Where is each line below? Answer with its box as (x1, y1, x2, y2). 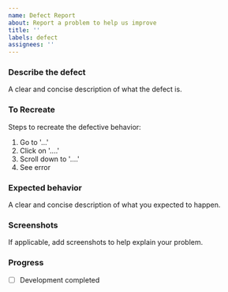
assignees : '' (8, 41, 55, 49)
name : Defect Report (8, 11, 77, 20)
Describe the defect (8, 67, 86, 78)
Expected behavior (8, 182, 83, 193)
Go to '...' (19, 137, 49, 146)
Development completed (19, 275, 100, 284)
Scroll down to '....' (19, 154, 80, 164)
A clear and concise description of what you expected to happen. (8, 200, 221, 209)
